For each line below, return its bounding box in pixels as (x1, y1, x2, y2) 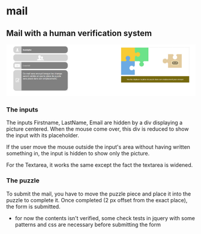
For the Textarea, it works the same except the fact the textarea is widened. (6, 161, 193, 169)
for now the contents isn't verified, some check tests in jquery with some (14, 214, 195, 221)
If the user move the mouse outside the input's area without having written (6, 143, 191, 151)
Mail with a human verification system (6, 28, 152, 38)
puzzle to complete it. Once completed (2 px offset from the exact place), (6, 196, 188, 203)
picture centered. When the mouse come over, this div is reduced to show (6, 125, 189, 133)
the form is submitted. (6, 203, 61, 210)
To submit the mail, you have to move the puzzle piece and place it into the (6, 190, 191, 197)
